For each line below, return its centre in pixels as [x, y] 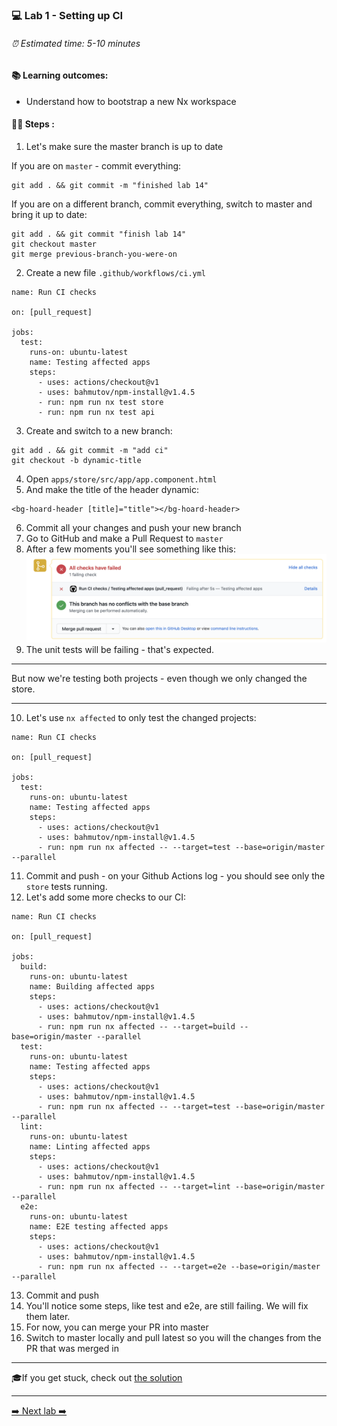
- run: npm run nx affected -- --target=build [136, 1026]
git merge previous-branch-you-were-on [94, 254]
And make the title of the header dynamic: [112, 489]
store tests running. [66, 886]
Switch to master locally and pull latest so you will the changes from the [173, 1337]
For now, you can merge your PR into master [117, 1327]
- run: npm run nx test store [100, 402]
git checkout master [54, 244]
